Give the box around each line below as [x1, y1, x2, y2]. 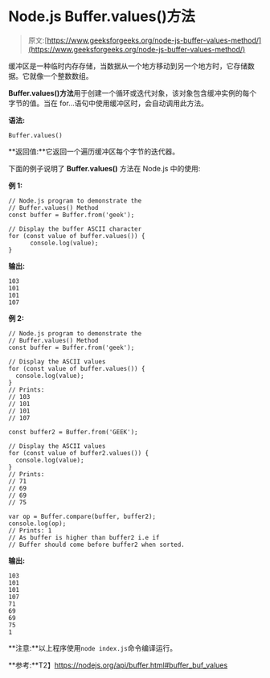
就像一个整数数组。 [29, 71, 93, 80]
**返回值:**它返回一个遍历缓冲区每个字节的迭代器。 [8, 146, 180, 156]
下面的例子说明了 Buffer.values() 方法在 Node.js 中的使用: [8, 163, 201, 173]
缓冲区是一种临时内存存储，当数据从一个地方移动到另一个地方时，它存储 [8, 61, 247, 71]
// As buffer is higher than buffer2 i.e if [8, 533, 160, 541]
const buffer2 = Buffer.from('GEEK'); [8, 428, 138, 436]
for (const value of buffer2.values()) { [8, 449, 149, 457]
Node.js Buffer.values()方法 [8, 7, 195, 26]
